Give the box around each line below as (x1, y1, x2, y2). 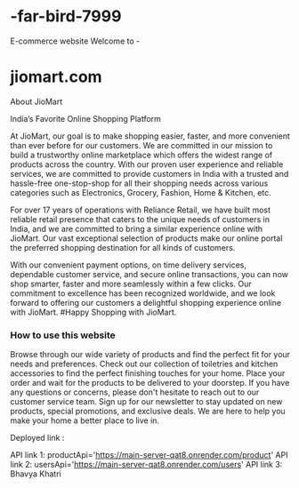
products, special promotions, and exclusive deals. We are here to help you (10, 406, 286, 417)
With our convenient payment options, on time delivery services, (10, 260, 247, 270)
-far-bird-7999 (10, 6, 122, 27)
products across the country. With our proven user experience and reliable (10, 158, 284, 170)
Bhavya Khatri (10, 468, 61, 479)
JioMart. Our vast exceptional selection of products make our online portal (10, 233, 283, 244)
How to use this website (10, 329, 117, 341)
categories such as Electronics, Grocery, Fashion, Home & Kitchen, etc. (10, 187, 272, 197)
